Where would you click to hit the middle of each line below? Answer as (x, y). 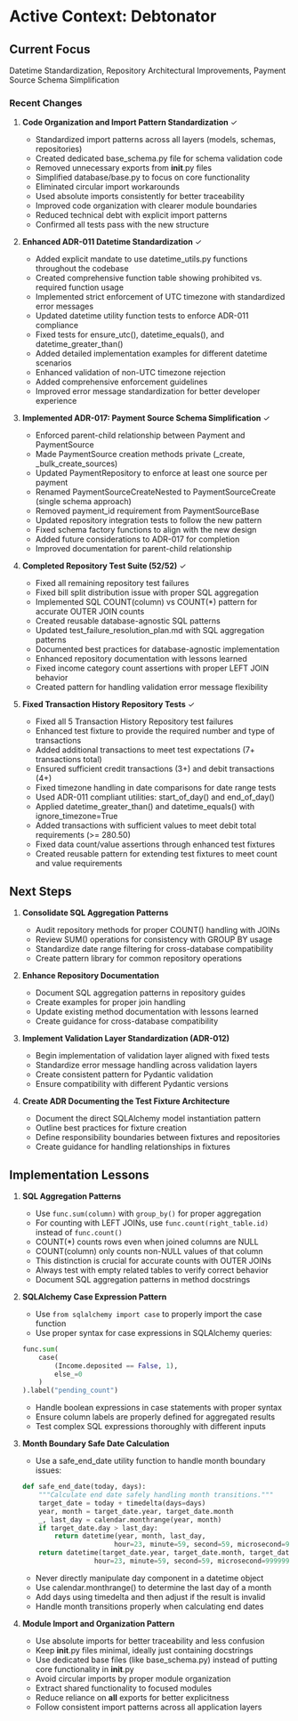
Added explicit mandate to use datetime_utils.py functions (141, 259)
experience (56, 401)
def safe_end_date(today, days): (84, 1487)
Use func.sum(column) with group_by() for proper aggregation (148, 1213)
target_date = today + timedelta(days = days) (122, 1503)
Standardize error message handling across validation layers (146, 1066)
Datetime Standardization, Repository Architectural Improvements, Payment (148, 70)
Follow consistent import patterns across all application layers (149, 1707)
